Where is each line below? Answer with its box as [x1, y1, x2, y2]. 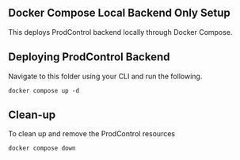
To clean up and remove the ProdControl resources [8, 129, 176, 139]
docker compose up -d [8, 86, 80, 94]
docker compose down [8, 144, 77, 153]
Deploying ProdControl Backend [8, 51, 170, 64]
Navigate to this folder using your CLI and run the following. [8, 71, 203, 81]
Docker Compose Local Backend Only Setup [8, 6, 231, 20]
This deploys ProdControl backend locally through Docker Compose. [8, 27, 233, 36]
